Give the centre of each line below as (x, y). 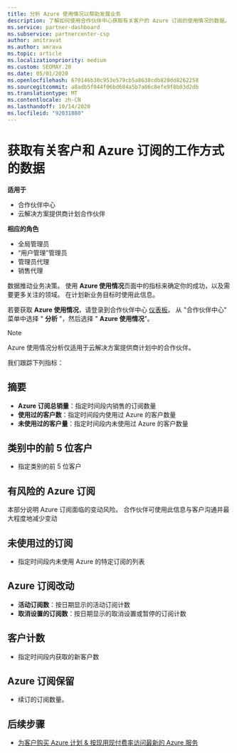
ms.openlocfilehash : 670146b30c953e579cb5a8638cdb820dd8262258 (103, 80)
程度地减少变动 (35, 518)
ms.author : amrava (35, 47)
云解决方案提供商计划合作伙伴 (61, 214)
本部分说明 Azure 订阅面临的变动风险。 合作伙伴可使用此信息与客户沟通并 (115, 510)
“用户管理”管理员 (42, 253)
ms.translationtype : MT (43, 93)
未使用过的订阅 (40, 543)
